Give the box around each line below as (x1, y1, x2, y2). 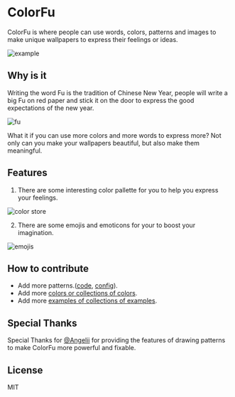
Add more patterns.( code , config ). (17, 281, 119, 290)
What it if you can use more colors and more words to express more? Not (7, 131, 222, 139)
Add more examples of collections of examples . (17, 296, 158, 305)
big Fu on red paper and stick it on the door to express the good (7, 96, 195, 104)
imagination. (17, 228, 55, 236)
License (7, 364, 43, 376)
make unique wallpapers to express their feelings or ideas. (7, 35, 179, 43)
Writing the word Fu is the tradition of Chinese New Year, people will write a (7, 88, 229, 97)
